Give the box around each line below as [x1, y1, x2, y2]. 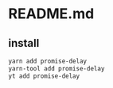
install [8, 36, 40, 50]
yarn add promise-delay [8, 57, 88, 65]
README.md [8, 5, 95, 23]
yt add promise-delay [8, 72, 80, 80]
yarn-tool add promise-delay [8, 64, 105, 72]
